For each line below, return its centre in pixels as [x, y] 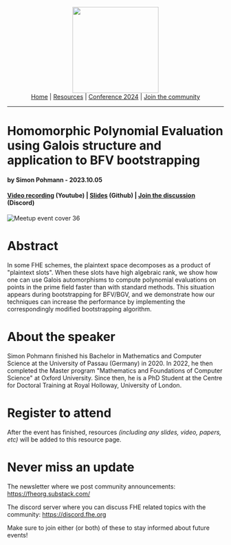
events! [18, 535]
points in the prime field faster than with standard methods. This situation [111, 287]
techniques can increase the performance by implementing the [96, 301]
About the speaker [61, 337]
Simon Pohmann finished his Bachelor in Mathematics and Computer [104, 356]
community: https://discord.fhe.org [57, 514]
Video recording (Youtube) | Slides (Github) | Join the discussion [101, 196]
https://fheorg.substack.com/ [49, 493]
